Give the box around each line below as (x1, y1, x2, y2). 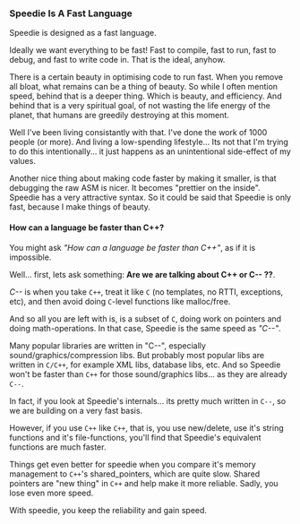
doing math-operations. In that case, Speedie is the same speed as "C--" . (9, 322, 281, 333)
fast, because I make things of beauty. (9, 202, 150, 212)
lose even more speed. (9, 487, 94, 498)
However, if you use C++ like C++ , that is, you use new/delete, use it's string (9, 422, 284, 433)
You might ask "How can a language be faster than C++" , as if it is (9, 242, 256, 253)
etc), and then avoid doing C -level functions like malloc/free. (9, 296, 231, 306)
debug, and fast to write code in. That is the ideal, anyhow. (9, 55, 226, 65)
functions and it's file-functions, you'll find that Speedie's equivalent (9, 432, 261, 442)
